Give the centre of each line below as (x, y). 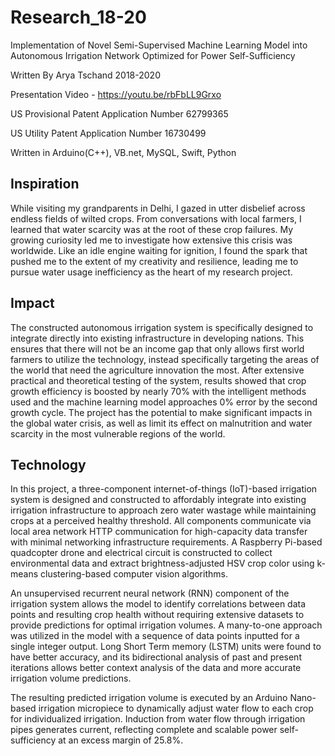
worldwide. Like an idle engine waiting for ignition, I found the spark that (159, 250)
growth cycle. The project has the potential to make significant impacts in (161, 412)
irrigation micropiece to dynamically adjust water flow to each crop (176, 708)
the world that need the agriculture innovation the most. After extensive (157, 370)
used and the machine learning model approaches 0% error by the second (164, 402)
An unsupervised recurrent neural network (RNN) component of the (150, 593)
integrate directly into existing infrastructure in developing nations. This (157, 338)
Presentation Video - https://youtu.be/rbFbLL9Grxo (116, 94)
